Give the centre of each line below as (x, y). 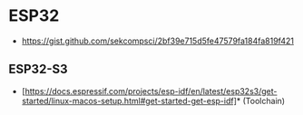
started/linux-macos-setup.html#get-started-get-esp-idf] (129, 101)
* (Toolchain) (261, 101)
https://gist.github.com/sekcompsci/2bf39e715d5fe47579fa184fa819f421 (157, 41)
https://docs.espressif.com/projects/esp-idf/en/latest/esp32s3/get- (151, 91)
